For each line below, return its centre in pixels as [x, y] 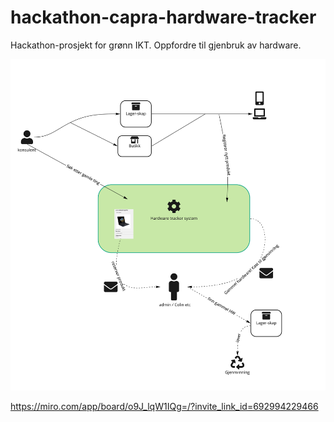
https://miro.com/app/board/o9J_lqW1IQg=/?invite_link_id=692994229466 [164, 406]
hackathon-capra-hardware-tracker [163, 17]
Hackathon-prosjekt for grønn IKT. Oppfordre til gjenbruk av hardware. [156, 45]
